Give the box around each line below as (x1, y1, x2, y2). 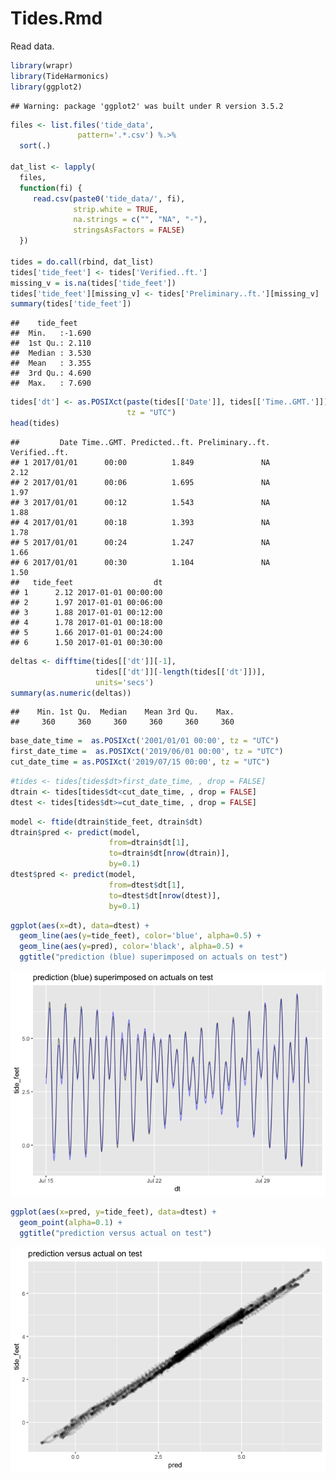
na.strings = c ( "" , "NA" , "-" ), (73, 215, 208, 225)
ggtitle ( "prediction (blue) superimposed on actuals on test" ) (19, 952, 288, 962)
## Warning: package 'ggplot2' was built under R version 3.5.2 (10, 101, 284, 111)
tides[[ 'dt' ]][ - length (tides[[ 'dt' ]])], (95, 667, 267, 677)
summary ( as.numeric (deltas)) (10, 688, 132, 698)
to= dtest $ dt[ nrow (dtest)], (108, 890, 222, 901)
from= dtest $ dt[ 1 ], (108, 880, 186, 890)
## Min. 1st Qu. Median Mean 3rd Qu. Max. (10, 707, 235, 717)
